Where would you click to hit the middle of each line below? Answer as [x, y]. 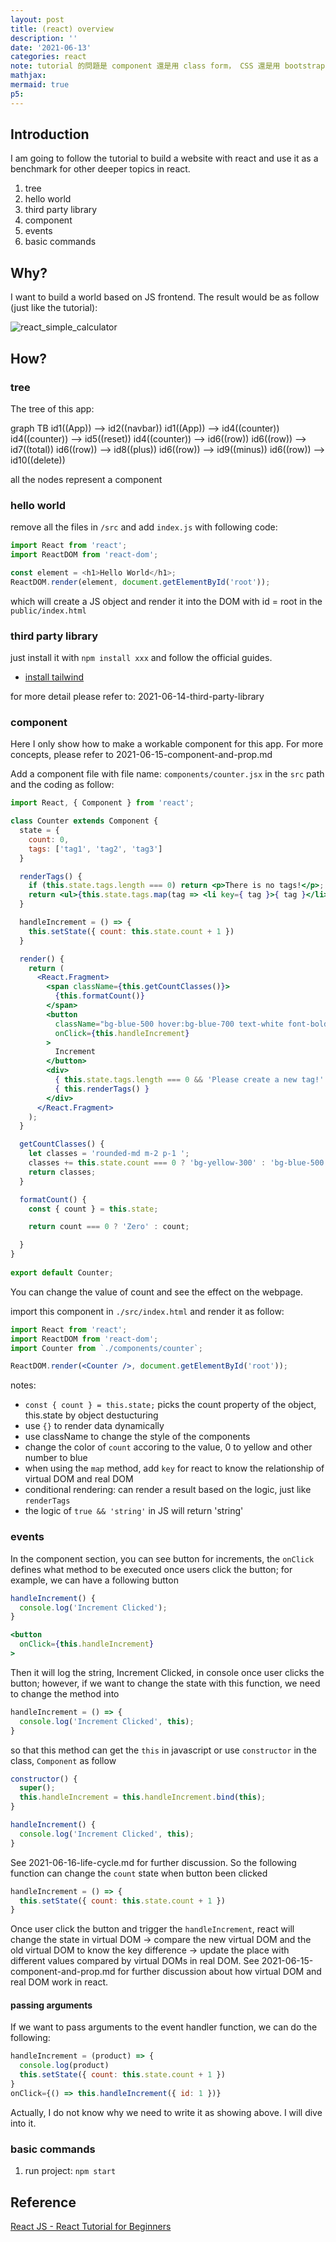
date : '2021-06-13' [51, 47]
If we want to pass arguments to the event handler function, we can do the [164, 2027]
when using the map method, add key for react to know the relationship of [174, 1468]
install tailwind [54, 677]
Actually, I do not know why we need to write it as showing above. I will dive [166, 2112]
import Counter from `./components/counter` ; [106, 1348]
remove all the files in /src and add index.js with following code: [144, 527]
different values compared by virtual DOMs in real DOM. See [135, 1961]
